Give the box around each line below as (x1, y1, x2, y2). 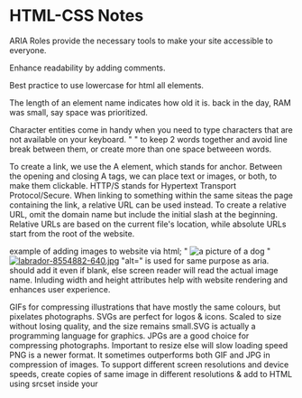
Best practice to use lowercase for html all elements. (9, 79, 205, 90)
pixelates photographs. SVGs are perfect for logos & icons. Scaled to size (9, 310, 282, 321)
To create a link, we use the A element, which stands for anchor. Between (9, 161, 282, 171)
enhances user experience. (9, 283, 111, 294)
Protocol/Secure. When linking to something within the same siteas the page (9, 190, 293, 200)
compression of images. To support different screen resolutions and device (9, 358, 289, 370)
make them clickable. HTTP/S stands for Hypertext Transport (9, 180, 237, 190)
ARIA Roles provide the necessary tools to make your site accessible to (9, 35, 273, 46)
